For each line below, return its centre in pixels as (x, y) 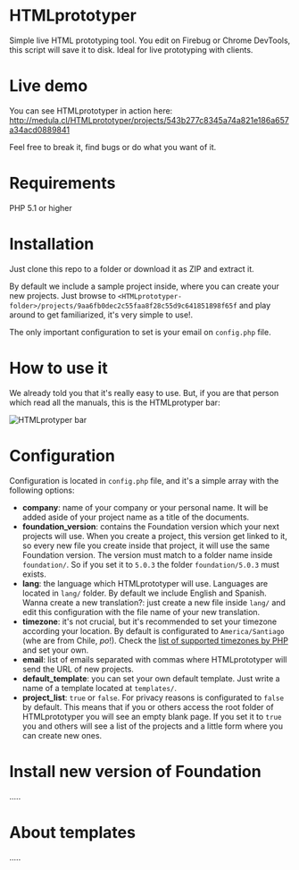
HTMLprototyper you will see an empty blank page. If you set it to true (152, 716)
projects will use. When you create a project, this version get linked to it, (154, 536)
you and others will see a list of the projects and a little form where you (153, 726)
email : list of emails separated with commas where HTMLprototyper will (154, 659)
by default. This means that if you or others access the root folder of (148, 706)
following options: (42, 490)
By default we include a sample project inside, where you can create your (144, 286)
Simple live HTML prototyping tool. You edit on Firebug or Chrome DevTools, (150, 40)
